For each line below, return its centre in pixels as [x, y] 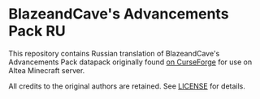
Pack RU [37, 31]
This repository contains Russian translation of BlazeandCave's [114, 53]
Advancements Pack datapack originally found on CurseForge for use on [130, 62]
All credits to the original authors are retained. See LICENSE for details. [127, 86]
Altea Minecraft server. [47, 70]
